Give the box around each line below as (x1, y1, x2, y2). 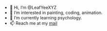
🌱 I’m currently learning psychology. (9, 15, 82, 20)
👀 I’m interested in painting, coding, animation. (9, 10, 103, 15)
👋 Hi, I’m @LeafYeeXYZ (9, 5, 57, 10)
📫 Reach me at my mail (9, 20, 57, 26)
